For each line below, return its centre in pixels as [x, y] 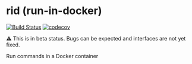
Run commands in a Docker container [52, 56]
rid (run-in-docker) [54, 11]
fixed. [13, 45]
